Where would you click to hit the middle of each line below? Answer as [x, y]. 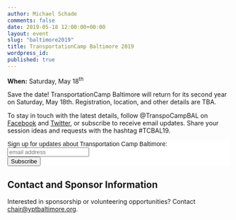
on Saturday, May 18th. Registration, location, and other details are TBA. [112, 102]
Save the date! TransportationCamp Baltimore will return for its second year [117, 94]
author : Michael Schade [42, 14]
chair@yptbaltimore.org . [43, 209]
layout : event [28, 33]
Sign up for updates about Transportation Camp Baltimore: [87, 144]
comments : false [31, 20]
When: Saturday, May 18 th [46, 80]
